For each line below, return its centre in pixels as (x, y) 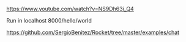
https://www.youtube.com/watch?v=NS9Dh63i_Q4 (70, 9)
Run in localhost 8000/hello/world (49, 20)
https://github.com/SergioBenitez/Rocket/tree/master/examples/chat (93, 32)
